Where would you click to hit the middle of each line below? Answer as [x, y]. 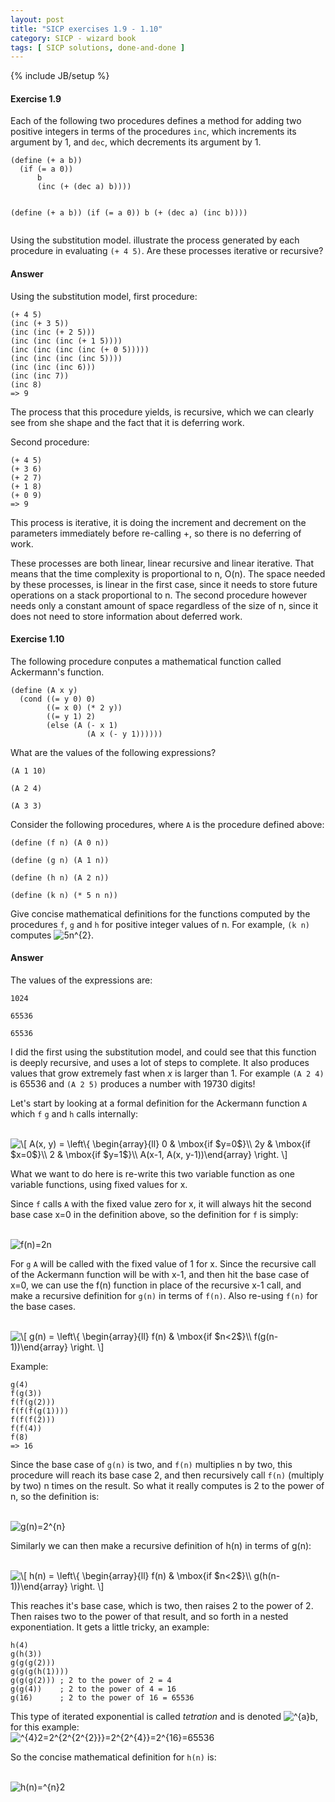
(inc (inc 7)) [40, 376]
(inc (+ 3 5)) [40, 323]
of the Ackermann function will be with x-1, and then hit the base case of [160, 1275]
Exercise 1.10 [37, 639]
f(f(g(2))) [33, 1402]
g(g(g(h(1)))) [40, 1672]
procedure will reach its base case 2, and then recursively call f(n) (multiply [167, 1475]
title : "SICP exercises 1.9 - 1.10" [86, 29]
